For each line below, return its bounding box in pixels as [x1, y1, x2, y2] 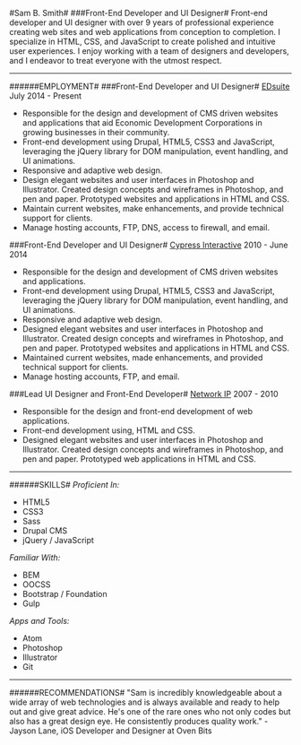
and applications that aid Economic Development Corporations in [21, 117, 262, 128]
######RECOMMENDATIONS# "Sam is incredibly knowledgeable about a [9, 688, 282, 697]
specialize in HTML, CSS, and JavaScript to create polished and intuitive [9, 36, 276, 47]
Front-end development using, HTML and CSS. [21, 425, 195, 436]
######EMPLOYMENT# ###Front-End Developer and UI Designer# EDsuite [9, 81, 290, 91]
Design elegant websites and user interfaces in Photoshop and [21, 175, 254, 185]
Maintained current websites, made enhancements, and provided [21, 352, 263, 362]
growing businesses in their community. [21, 127, 170, 137]
